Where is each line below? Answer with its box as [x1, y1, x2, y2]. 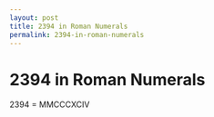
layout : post [9, 13, 59, 23]
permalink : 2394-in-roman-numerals [9, 30, 145, 39]
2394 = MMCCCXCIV [9, 99, 90, 110]
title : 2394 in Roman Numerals [9, 22, 128, 31]
